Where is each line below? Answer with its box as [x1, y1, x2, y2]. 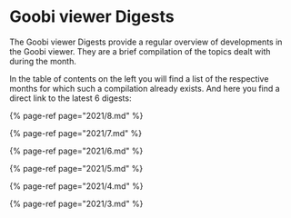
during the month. [9, 55, 77, 66]
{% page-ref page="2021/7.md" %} [9, 127, 143, 138]
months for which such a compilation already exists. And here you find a [9, 83, 280, 94]
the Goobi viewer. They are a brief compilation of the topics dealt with [9, 45, 271, 56]
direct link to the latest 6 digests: [9, 93, 132, 104]
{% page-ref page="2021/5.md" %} [9, 163, 144, 173]
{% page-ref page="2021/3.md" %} [9, 198, 144, 209]
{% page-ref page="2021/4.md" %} [9, 180, 144, 192]
